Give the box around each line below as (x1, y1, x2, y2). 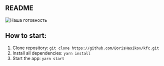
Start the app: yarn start (12, 55, 64, 61)
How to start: (5, 32, 46, 40)
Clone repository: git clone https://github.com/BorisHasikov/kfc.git (12, 45, 159, 51)
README (5, 4, 33, 12)
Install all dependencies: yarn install (12, 50, 91, 56)
